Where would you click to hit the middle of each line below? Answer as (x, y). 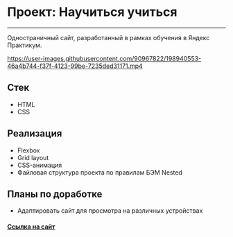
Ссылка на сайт (31, 227)
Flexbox (28, 150)
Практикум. (25, 45)
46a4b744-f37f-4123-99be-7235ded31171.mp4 (75, 66)
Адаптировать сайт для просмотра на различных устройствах (110, 211)
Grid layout (33, 157)
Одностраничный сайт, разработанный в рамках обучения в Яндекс (109, 37)
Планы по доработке (55, 194)
